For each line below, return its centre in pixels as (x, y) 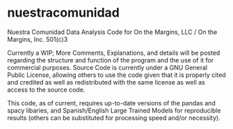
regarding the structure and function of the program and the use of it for (111, 60)
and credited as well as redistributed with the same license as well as (106, 82)
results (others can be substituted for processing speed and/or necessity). (114, 118)
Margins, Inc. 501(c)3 (38, 39)
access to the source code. (46, 89)
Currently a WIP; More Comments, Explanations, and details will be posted (114, 53)
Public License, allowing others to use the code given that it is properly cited (116, 75)
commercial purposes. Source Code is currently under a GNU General (107, 67)
